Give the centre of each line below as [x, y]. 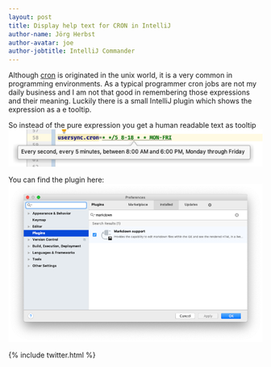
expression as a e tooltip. [50, 110]
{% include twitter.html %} [52, 355]
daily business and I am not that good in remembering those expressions [129, 92]
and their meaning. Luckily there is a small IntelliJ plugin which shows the [130, 101]
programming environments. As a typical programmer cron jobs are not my [132, 84]
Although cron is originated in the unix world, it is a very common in [121, 75]
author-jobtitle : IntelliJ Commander [72, 51]
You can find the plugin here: [56, 179]
